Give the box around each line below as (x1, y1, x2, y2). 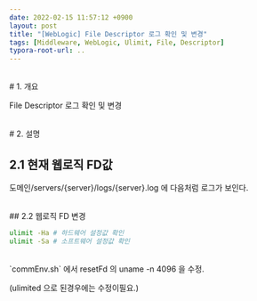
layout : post (9, 21, 58, 30)
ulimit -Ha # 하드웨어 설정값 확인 (9, 228, 124, 237)
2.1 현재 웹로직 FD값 (9, 157, 113, 172)
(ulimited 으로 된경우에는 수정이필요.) (9, 282, 140, 293)
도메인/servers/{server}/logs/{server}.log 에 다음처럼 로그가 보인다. (9, 182, 249, 192)
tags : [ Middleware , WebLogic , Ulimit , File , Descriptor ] (9, 37, 225, 47)
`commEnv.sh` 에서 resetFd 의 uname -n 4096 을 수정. (9, 264, 205, 274)
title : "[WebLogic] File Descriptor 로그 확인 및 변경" (9, 29, 207, 38)
